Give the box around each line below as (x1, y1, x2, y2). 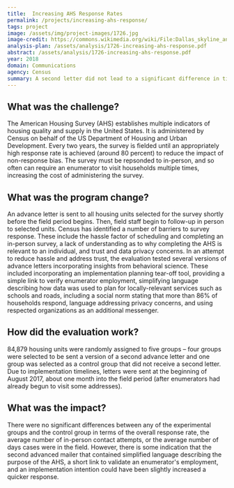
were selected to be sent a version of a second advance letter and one (7, 352, 210, 360)
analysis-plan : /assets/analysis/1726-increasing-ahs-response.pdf (7, 43, 208, 49)
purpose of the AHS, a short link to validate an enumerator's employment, (7, 457, 219, 466)
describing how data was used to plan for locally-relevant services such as (7, 284, 222, 292)
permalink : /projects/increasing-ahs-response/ (7, 17, 148, 24)
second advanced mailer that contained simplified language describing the (7, 450, 222, 459)
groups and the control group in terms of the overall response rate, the (7, 428, 210, 436)
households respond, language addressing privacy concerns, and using (7, 299, 214, 307)
